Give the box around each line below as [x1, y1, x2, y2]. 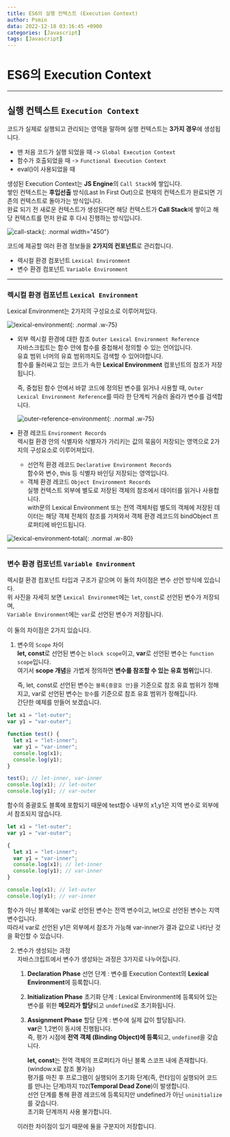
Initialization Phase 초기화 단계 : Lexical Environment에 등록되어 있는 [27, 992, 218, 1000]
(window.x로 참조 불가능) [27, 1064, 95, 1072]
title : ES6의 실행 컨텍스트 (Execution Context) [7, 10, 138, 17]
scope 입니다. [16, 658, 51, 666]
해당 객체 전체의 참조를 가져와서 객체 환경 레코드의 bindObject [45, 512, 212, 520]
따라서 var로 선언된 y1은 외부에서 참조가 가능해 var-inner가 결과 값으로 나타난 [7, 923, 214, 931]
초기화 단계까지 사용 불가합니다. [27, 1107, 112, 1116]
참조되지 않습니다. [14, 810, 62, 818]
